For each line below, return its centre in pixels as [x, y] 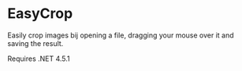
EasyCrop [40, 14]
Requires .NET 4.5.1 [39, 59]
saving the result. [35, 43]
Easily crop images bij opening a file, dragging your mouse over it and [121, 35]
